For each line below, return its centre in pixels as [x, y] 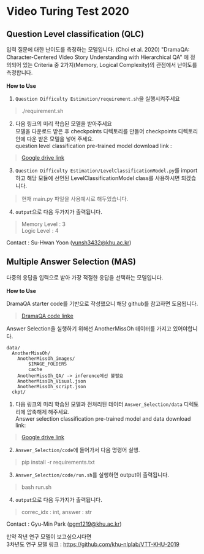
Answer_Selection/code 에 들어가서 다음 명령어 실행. [77, 450]
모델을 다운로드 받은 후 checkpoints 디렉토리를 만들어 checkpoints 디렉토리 [106, 131]
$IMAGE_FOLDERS [48, 364]
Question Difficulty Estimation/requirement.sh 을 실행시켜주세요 [97, 99]
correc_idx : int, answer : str [56, 512]
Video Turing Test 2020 [68, 11]
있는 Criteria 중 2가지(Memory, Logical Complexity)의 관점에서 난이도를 [110, 65]
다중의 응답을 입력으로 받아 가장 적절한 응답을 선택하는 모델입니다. [85, 277]
